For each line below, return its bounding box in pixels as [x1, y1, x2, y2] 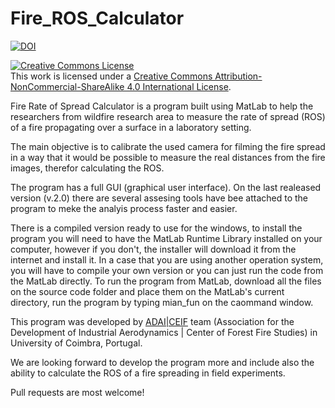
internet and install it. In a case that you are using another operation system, [10, 253, 324, 266]
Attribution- [214, 70, 263, 82]
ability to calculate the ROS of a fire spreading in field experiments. [10, 367, 286, 379]
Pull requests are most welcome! [10, 386, 145, 398]
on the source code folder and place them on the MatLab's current [10, 285, 285, 297]
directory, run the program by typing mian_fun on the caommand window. [10, 296, 314, 308]
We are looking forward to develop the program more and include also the [10, 356, 315, 368]
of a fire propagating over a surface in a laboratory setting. [10, 121, 252, 133]
